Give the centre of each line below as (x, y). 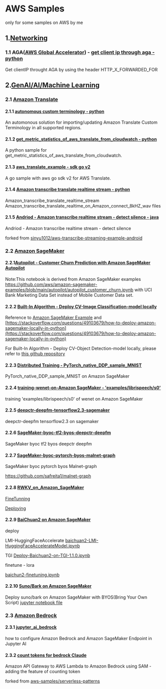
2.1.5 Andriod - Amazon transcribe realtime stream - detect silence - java (82, 217)
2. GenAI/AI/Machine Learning (52, 85)
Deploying (16, 508)
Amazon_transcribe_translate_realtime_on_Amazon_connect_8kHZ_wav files (83, 206)
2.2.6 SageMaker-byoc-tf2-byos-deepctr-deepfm (58, 433)
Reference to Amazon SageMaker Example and (53, 318)
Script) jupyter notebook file (34, 602)
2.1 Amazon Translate (32, 99)
